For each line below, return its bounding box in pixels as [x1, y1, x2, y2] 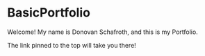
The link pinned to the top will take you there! [7, 41, 137, 49]
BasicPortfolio [7, 5, 90, 21]
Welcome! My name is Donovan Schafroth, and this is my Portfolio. [7, 28, 198, 36]
